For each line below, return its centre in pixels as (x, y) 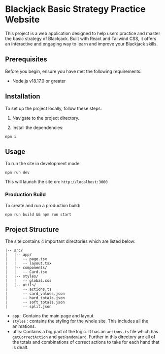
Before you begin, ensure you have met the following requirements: (73, 71)
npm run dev (17, 173)
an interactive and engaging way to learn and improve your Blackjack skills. (82, 44)
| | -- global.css (28, 281)
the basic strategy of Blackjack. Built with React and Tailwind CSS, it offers (81, 39)
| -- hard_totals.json (35, 298)
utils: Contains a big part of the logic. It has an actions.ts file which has (85, 332)
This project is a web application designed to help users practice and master (83, 33)
